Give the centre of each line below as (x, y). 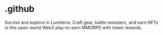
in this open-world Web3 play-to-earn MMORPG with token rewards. (73, 27)
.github (20, 9)
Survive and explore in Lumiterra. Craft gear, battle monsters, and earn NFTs (81, 22)
